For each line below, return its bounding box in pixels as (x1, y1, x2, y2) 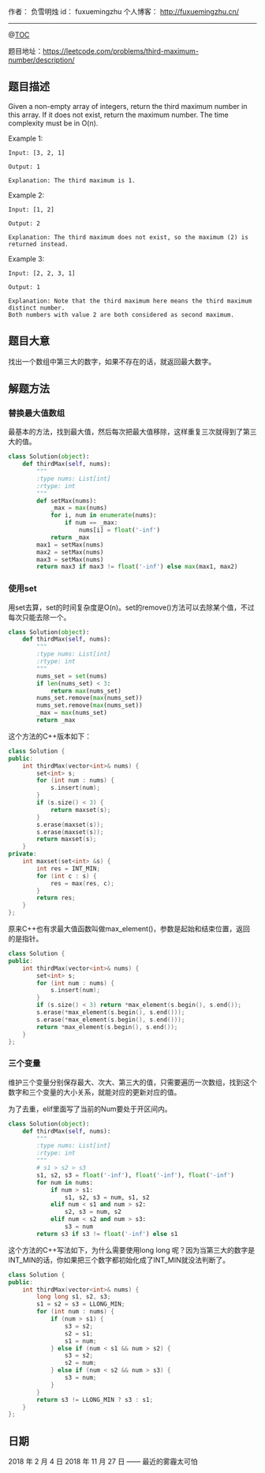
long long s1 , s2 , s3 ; (36, 1293, 111, 1301)
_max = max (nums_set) (36, 709, 108, 717)
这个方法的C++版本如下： (8, 731, 92, 741)
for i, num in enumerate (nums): (50, 512, 157, 520)
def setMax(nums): (36, 497, 97, 505)
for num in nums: (36, 1178, 93, 1186)
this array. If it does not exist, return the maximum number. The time (8, 110, 229, 119)
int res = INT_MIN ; (36, 864, 101, 873)
